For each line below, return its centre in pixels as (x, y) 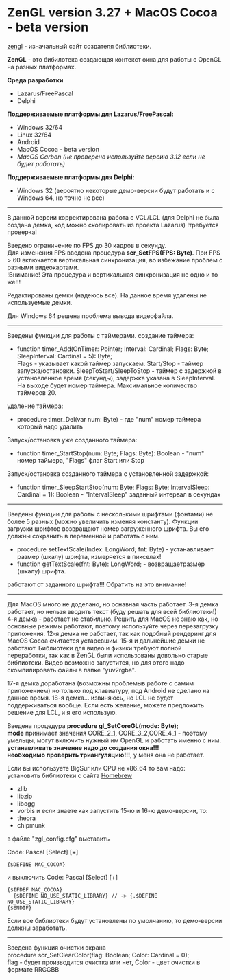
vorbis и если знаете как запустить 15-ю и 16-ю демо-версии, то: (112, 810)
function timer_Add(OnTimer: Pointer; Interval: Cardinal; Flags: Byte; (113, 349)
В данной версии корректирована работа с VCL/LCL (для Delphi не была (113, 217)
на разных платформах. (42, 67)
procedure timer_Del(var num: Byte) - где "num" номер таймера (109, 419)
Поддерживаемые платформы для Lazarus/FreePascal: (90, 114)
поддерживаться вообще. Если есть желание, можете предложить (105, 705)
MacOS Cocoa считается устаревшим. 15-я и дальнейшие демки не (106, 641)
